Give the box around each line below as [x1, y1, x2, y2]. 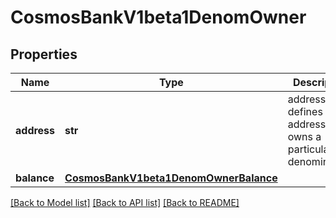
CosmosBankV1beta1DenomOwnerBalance [64, 171, 278, 185]
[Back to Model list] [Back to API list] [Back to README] [10, 197, 240, 208]
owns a [287, 130, 322, 143]
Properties [10, 46, 78, 63]
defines [287, 105, 323, 118]
